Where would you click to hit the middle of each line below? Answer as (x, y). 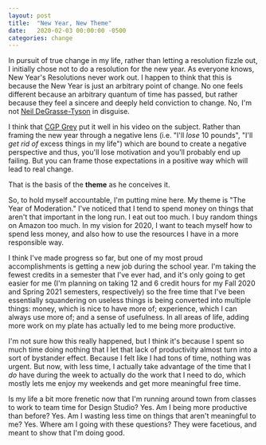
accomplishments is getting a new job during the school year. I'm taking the (132, 266)
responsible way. (36, 242)
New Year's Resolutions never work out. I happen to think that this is (120, 77)
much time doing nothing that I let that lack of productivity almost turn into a (133, 350)
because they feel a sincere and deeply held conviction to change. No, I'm (130, 103)
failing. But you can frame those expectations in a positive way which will (128, 161)
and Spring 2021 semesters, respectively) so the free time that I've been (127, 292)
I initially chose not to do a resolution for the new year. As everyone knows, (131, 69)
